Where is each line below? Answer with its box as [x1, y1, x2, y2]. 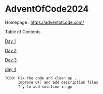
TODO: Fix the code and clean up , [5, 76, 77, 80]
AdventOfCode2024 [5, 3, 89, 15]
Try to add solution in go [17, 84, 73, 89]
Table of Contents [5, 29, 41, 34]
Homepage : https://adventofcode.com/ [5, 19, 84, 25]
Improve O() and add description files [17, 80, 98, 85]
